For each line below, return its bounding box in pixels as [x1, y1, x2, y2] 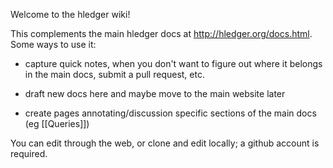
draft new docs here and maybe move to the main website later [24, 88, 286, 99]
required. [10, 148, 48, 159]
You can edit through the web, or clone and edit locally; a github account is [10, 137, 320, 149]
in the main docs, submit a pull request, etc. [24, 69, 205, 80]
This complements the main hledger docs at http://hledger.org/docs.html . [10, 28, 313, 39]
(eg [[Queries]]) [24, 118, 90, 129]
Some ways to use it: [10, 39, 97, 50]
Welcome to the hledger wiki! [10, 9, 131, 20]
